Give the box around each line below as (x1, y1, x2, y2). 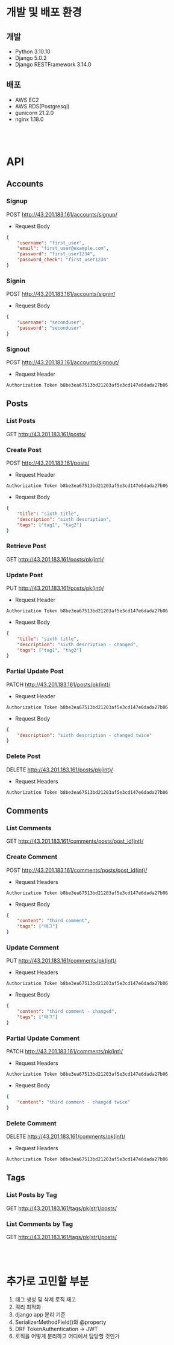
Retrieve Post (6, 542, 46, 551)
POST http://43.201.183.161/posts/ (6, 459, 90, 466)
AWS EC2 (14, 96, 39, 103)
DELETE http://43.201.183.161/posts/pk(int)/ (6, 766, 113, 773)
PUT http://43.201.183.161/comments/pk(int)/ (6, 957, 117, 964)
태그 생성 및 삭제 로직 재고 (14, 1296, 76, 1303)
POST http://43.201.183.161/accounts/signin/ (6, 290, 116, 298)
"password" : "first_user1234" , (17, 251, 96, 257)
